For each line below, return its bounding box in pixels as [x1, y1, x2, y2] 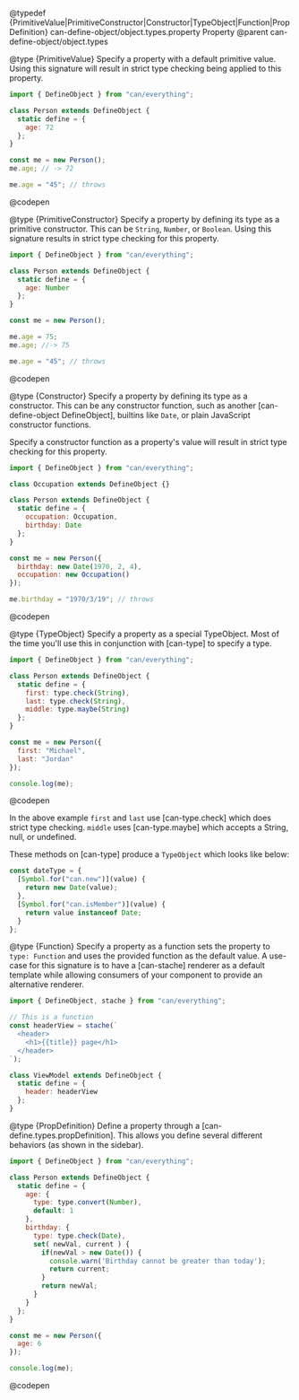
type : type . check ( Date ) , [32, 1231, 126, 1240]
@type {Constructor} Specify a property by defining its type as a [9, 390, 248, 401]
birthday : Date [25, 521, 82, 529]
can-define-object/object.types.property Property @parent [50, 27, 269, 37]
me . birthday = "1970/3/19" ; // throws [9, 595, 154, 604]
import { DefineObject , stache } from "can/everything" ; [9, 996, 226, 1006]
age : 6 [17, 1339, 42, 1349]
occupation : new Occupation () [17, 570, 130, 580]
